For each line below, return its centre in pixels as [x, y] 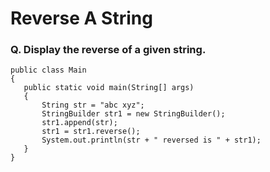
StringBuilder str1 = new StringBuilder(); [133, 114]
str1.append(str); [79, 123]
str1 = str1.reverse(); [91, 132]
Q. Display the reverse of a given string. [108, 50]
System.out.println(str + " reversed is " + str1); [151, 140]
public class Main [48, 70]
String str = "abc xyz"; [93, 105]
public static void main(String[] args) [109, 88]
